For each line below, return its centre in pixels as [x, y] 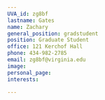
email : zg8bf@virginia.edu [47, 60]
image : [17, 66]
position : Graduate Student [48, 40]
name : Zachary [28, 27]
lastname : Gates [31, 20]
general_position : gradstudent [53, 33]
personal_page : [29, 73]
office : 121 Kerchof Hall [45, 46]
